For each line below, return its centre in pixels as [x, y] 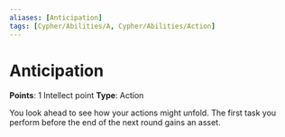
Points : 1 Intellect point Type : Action [77, 96]
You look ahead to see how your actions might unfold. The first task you [143, 113]
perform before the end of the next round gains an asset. [115, 123]
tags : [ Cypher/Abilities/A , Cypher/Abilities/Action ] [113, 26]
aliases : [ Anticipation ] [56, 18]
